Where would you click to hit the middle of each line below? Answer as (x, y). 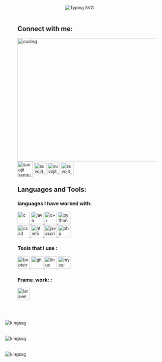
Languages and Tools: (52, 190)
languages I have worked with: (54, 203)
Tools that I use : (37, 248)
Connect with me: (45, 29)
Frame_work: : (35, 280)
